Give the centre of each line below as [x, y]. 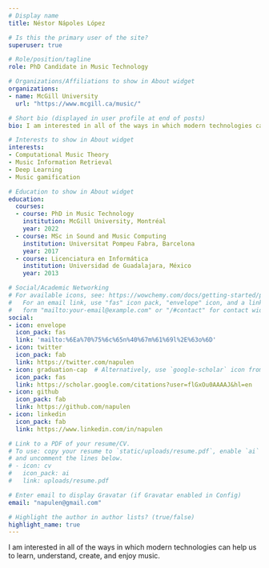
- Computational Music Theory [59, 155]
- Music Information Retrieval [60, 162]
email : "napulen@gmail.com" [55, 502]
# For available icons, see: [57, 295]
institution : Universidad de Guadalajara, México [107, 266]
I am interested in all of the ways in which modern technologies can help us [132, 547]
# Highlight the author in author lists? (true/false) [102, 517]
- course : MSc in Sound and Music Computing [91, 236]
